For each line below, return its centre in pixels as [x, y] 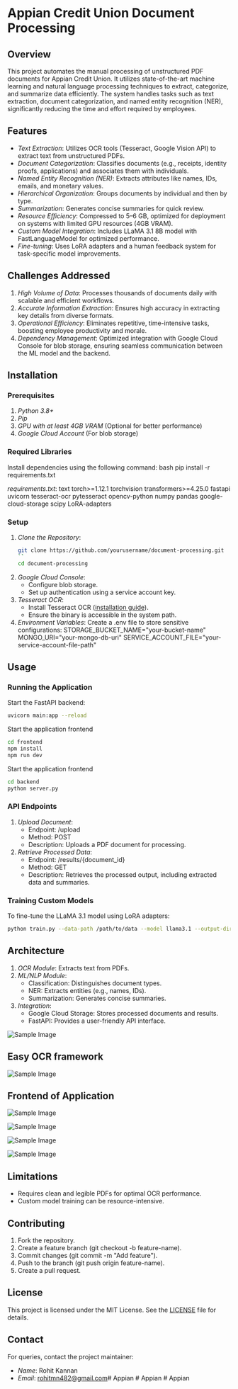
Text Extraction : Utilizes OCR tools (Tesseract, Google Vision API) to [117, 148]
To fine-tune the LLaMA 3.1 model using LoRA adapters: [89, 916]
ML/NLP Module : [42, 975]
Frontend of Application [61, 1096]
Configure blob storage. [63, 584]
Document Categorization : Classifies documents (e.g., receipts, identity [122, 163]
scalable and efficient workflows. [66, 300]
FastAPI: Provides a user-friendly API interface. [97, 1021]
